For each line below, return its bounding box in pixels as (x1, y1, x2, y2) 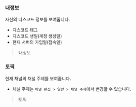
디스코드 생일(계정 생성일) (12, 33, 62, 39)
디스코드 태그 (12, 27, 38, 33)
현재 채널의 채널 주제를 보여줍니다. (5, 75, 71, 81)
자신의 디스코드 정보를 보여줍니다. (5, 16, 70, 23)
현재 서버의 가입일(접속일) (12, 39, 62, 45)
